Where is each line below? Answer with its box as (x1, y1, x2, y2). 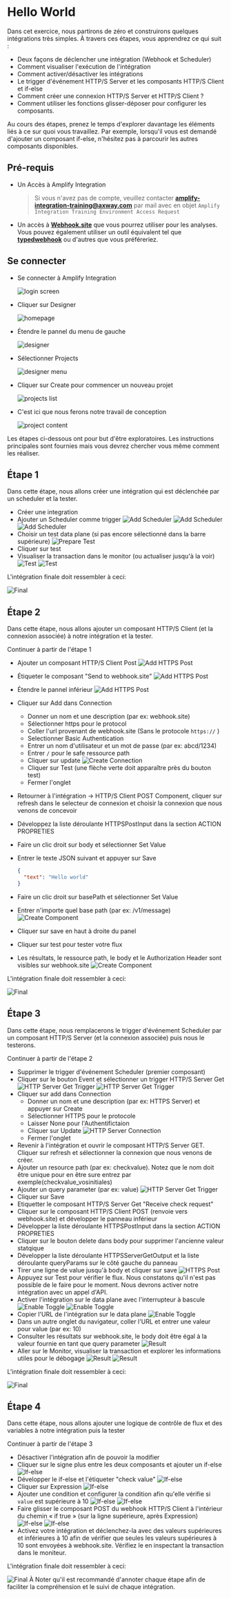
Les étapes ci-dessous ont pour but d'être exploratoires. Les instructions (7, 434, 214, 442)
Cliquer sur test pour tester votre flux (17, 940, 123, 948)
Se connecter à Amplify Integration (17, 274, 117, 282)
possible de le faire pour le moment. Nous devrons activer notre (17, 1280, 199, 1289)
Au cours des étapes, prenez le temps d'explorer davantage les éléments (7, 120, 215, 128)
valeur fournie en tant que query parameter (17, 1339, 141, 1348)
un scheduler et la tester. (7, 495, 78, 503)
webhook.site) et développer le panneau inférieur (17, 1214, 158, 1223)
